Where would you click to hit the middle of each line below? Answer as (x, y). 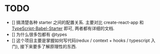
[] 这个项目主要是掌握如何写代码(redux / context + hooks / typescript (81, 40)
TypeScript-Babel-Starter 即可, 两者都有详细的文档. (63, 28)
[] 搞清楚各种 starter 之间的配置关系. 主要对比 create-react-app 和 (78, 22)
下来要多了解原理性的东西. (50, 46)
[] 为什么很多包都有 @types (39, 34)
